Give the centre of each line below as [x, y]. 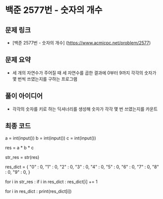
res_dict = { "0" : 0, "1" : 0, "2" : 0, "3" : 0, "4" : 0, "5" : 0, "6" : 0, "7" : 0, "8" [82, 167]
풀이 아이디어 [24, 96]
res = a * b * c [19, 148]
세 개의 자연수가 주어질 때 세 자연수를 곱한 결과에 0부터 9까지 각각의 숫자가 [84, 73]
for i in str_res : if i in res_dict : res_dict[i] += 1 [51, 182]
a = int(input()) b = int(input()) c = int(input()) [51, 138]
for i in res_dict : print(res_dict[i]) [38, 192]
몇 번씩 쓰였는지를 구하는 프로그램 [45, 79]
